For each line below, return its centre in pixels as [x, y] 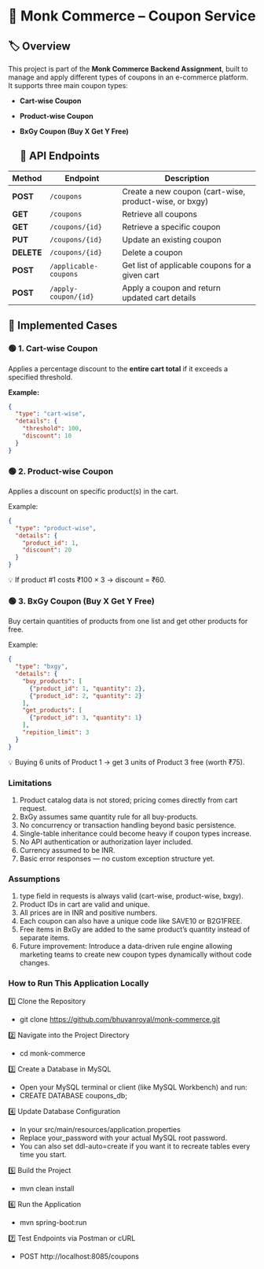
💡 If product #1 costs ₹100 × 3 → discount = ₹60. [87, 580]
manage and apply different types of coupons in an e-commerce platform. [128, 77]
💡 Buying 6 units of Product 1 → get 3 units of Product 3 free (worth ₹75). [126, 762]
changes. [35, 963]
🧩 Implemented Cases [63, 326]
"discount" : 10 [47, 436]
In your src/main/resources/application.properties [100, 1129]
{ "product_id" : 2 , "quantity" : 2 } [86, 695]
